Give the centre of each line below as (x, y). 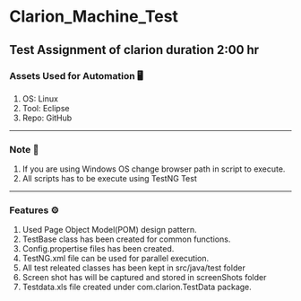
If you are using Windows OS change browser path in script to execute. (154, 169)
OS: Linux (40, 98)
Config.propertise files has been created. (98, 249)
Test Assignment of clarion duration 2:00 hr (134, 50)
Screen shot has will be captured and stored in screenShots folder (144, 278)
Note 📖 (24, 149)
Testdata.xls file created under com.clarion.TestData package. (137, 287)
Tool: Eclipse (46, 108)
